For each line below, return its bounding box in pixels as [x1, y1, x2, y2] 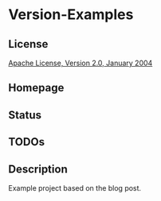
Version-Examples [8, 6, 134, 24]
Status [8, 108, 42, 122]
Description [8, 162, 68, 176]
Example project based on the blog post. [8, 183, 142, 192]
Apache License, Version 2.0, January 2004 [8, 58, 153, 68]
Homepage [8, 81, 65, 95]
